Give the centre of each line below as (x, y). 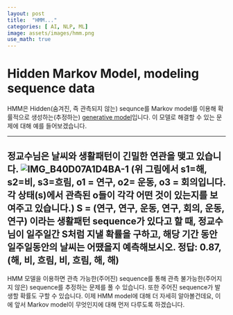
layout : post (26, 14)
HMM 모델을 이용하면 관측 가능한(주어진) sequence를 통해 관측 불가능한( (106, 278)
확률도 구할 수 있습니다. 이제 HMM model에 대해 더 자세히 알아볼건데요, (116, 296)
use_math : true (29, 40)
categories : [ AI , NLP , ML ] (48, 26)
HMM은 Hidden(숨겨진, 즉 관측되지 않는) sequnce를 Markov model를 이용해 (112, 109)
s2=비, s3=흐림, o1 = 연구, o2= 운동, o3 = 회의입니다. (116, 182)
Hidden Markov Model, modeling (103, 74)
